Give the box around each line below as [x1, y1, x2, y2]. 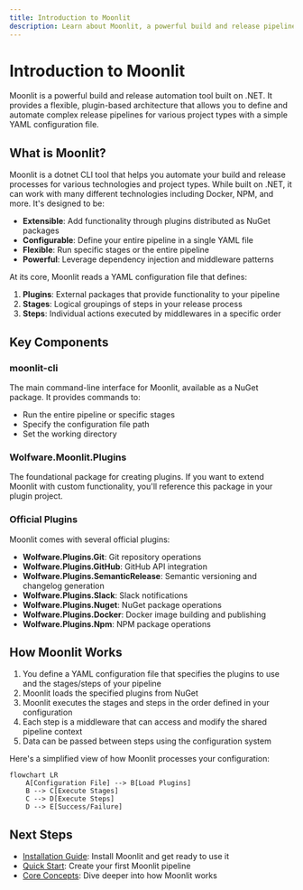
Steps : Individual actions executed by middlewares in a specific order [22, 308, 281, 319]
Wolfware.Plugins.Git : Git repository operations [22, 551, 202, 562]
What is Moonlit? [9, 145, 106, 161]
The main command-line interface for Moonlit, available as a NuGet [9, 381, 259, 393]
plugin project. [9, 491, 63, 501]
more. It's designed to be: [9, 198, 106, 209]
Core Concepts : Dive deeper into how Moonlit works [22, 870, 218, 881]
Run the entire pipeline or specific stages [22, 408, 176, 420]
